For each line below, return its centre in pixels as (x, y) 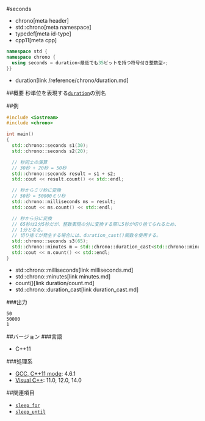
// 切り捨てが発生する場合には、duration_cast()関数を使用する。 (86, 236)
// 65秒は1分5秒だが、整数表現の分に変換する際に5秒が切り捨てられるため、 (95, 224)
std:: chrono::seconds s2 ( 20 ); (50, 151)
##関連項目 (20, 393)
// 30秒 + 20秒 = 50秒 (39, 168)
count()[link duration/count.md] (55, 283)
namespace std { (27, 51)
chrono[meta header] (42, 20)
